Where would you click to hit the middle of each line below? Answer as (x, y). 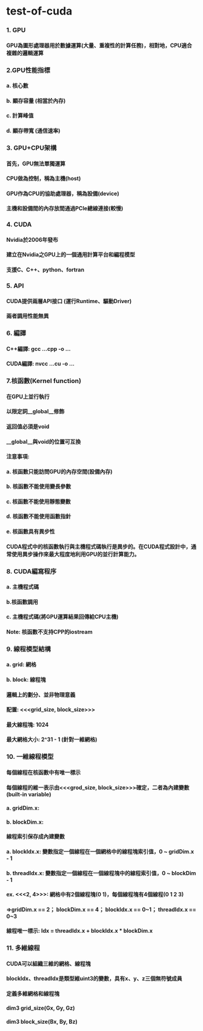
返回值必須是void (28, 426)
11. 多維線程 (23, 948)
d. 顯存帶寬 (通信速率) (33, 131)
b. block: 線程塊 (26, 679)
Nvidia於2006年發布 (32, 239)
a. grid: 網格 (21, 664)
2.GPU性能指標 (28, 70)
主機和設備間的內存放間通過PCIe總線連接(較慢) (65, 209)
